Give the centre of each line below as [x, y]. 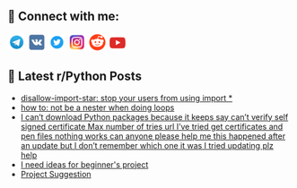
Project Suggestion [56, 174]
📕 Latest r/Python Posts [75, 77]
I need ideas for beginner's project [84, 164]
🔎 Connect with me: [63, 17]
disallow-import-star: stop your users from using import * [127, 98]
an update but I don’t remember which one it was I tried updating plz [147, 145]
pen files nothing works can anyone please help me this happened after [153, 136]
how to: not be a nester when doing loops [97, 107]
